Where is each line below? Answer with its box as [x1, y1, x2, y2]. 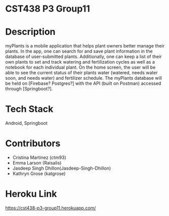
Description [5, 26, 56, 38]
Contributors [5, 138, 61, 149]
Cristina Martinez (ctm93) [12, 154, 67, 160]
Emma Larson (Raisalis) [12, 160, 62, 166]
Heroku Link [5, 188, 57, 200]
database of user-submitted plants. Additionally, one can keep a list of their [5, 53, 162, 60]
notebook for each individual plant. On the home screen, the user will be [5, 64, 156, 71]
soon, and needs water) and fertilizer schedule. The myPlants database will [5, 75, 162, 81]
